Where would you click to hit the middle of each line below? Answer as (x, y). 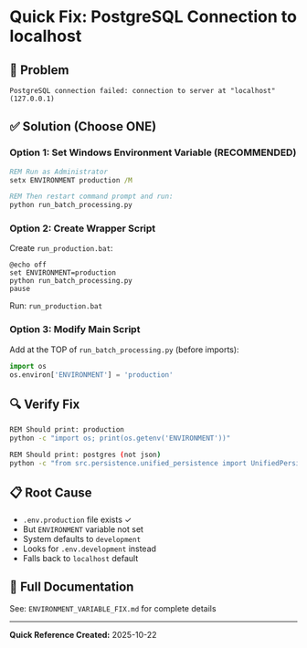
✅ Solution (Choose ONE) (83, 126)
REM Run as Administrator (58, 172)
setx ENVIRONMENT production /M (71, 180)
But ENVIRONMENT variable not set (83, 529)
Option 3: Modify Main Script (75, 329)
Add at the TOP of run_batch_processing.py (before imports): (124, 350)
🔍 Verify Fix (45, 404)
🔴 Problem (39, 70)
